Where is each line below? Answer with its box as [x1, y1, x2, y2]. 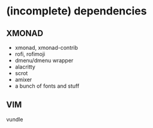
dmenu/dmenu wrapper [14, 57, 74, 64]
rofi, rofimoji [14, 50, 46, 58]
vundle [6, 115, 23, 123]
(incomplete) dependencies [6, 4, 147, 18]
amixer [14, 76, 32, 83]
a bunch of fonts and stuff [14, 82, 80, 90]
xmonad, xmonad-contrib [14, 44, 78, 51]
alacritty [14, 63, 36, 70]
